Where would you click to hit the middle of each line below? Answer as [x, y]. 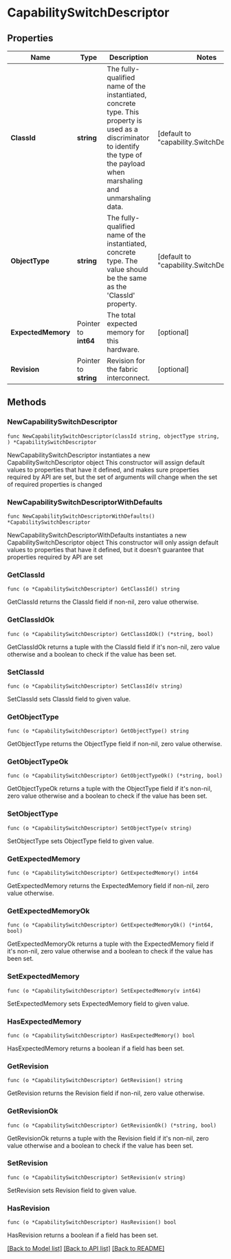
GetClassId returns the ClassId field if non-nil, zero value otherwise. [103, 602]
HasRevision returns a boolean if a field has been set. [82, 1235]
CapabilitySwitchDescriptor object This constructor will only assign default [113, 542]
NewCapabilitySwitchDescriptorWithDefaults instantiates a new [97, 535]
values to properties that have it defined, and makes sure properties [103, 469]
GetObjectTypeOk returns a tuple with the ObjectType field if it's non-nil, [110, 789]
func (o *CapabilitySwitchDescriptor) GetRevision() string [95, 1081]
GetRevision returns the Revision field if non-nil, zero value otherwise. [106, 1093]
